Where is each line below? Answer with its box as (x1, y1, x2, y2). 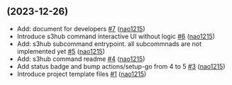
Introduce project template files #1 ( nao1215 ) (16, 69, 147, 78)
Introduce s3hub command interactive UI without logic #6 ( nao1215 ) (16, 32, 216, 40)
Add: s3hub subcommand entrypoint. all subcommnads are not (16, 39, 202, 48)
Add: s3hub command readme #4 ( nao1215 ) (16, 55, 145, 63)
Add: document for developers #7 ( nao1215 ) (16, 24, 145, 33)
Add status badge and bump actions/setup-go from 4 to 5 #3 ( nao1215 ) (16, 62, 226, 70)
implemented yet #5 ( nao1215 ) (16, 47, 106, 55)
